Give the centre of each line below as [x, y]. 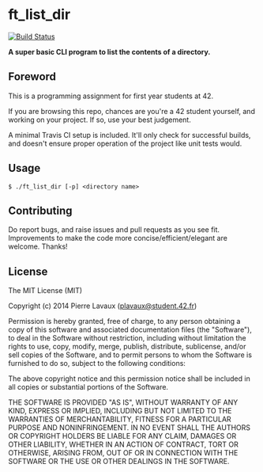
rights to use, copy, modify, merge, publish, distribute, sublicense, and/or [127, 347]
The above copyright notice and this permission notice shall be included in [129, 379]
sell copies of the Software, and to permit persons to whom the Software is [130, 355]
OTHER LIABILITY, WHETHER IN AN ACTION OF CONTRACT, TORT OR [123, 444]
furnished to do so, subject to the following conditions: [97, 364]
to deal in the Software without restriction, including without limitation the [127, 338]
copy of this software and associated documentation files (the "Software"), [130, 329]
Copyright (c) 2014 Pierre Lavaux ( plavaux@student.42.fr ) [103, 306]
